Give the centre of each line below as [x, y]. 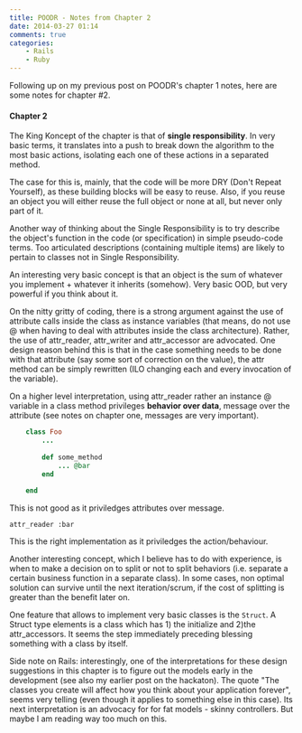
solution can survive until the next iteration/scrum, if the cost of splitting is [147, 587]
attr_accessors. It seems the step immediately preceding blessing [131, 634]
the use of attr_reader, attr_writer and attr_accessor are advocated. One [142, 341]
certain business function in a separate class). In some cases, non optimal [147, 578]
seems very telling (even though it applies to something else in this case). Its [151, 700]
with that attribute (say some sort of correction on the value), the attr [137, 360]
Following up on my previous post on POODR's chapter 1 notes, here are [143, 85]
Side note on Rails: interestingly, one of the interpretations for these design [148, 662]
